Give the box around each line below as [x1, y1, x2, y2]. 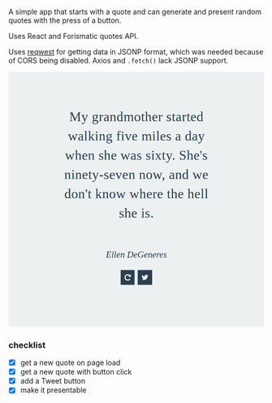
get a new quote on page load [19, 357, 121, 368]
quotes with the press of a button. [8, 15, 122, 25]
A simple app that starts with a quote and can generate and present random [8, 7, 262, 16]
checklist [8, 339, 46, 350]
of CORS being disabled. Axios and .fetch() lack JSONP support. [8, 56, 229, 65]
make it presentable [19, 385, 87, 395]
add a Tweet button [19, 376, 86, 386]
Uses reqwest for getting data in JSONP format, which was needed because [8, 47, 264, 56]
